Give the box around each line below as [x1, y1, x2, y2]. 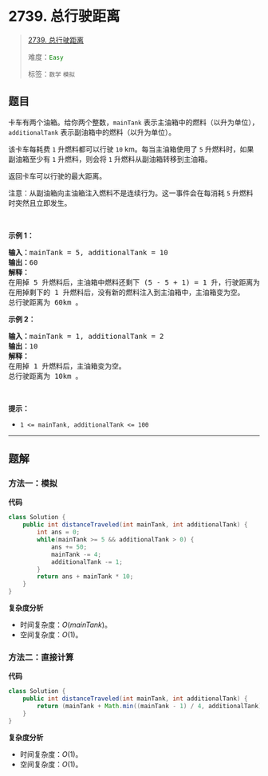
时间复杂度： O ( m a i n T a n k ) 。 [19, 620, 112, 630]
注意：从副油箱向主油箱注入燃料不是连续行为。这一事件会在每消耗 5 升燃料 [8, 188, 254, 198]
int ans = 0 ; [37, 528, 81, 537]
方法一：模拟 [8, 478, 58, 489]
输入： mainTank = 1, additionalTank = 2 [8, 332, 164, 341]
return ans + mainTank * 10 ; [37, 573, 134, 581]
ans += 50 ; [50, 543, 88, 551]
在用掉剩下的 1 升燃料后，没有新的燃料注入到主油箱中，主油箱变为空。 [8, 288, 245, 297]
